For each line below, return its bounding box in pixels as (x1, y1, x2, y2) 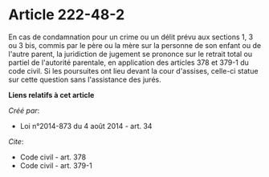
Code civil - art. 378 (19, 152, 87, 162)
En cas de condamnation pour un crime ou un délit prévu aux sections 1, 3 (8, 32, 254, 42)
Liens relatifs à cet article (8, 90, 95, 99)
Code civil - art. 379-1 (19, 160, 92, 170)
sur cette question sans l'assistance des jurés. (8, 74, 162, 84)
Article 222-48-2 (8, 6, 125, 24)
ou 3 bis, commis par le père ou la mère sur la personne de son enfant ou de (8, 40, 262, 50)
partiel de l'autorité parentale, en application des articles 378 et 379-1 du (8, 58, 249, 67)
